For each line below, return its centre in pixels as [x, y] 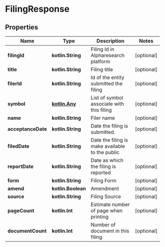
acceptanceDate [27, 129]
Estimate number [110, 205]
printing [100, 217]
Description [110, 41]
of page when [107, 211]
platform [100, 61]
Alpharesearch [108, 55]
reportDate [21, 166]
